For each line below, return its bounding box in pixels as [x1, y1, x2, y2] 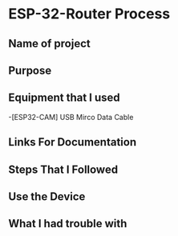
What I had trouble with [8, 217, 127, 230]
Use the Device [8, 190, 86, 203]
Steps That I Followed [8, 162, 119, 176]
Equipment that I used [8, 91, 120, 105]
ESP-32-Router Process [8, 5, 171, 23]
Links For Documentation [8, 135, 137, 149]
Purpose [8, 63, 52, 77]
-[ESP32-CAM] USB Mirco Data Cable [8, 112, 134, 122]
